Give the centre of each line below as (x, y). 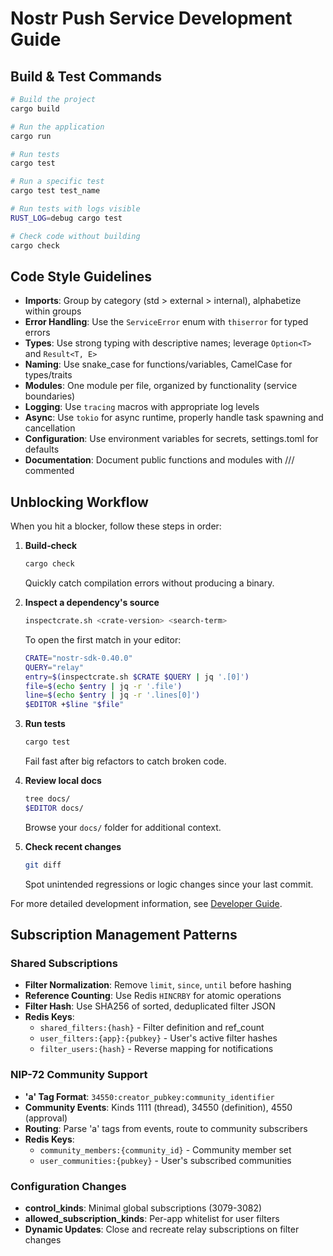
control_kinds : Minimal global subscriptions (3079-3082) (143, 1208)
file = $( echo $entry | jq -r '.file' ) (103, 686)
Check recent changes (73, 846)
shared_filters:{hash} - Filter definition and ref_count (152, 1028)
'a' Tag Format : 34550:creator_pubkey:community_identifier (149, 1096)
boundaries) (50, 396)
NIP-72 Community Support (79, 1075)
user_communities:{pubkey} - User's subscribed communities (165, 1160)
